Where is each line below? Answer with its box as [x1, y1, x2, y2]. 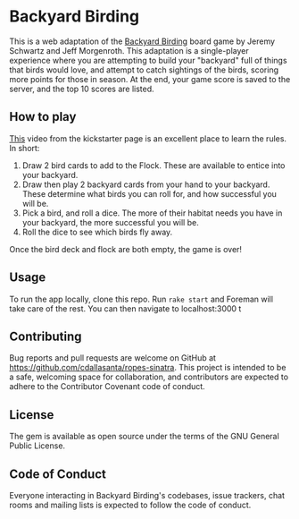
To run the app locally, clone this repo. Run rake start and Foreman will [9, 294, 274, 304]
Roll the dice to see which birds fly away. [21, 226, 173, 237]
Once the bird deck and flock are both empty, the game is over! [9, 243, 243, 254]
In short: [9, 142, 40, 153]
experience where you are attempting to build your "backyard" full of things [9, 55, 287, 65]
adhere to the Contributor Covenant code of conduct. [9, 381, 205, 392]
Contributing [9, 328, 82, 344]
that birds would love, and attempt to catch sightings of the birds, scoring [9, 64, 279, 75]
